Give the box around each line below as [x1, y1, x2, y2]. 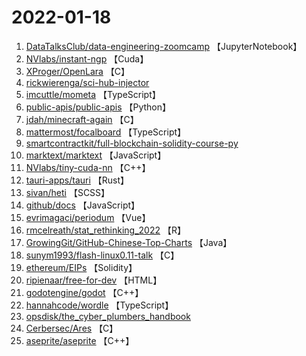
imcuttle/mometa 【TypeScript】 [25, 88, 161, 100]
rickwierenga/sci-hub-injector [25, 76, 150, 88]
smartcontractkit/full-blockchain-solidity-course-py [25, 137, 239, 149]
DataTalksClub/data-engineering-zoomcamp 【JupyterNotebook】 [25, 40, 303, 52]
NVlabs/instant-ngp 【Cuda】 [25, 52, 149, 65]
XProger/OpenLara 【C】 [25, 65, 131, 77]
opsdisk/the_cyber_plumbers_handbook [25, 310, 191, 322]
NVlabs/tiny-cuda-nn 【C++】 [25, 161, 151, 173]
